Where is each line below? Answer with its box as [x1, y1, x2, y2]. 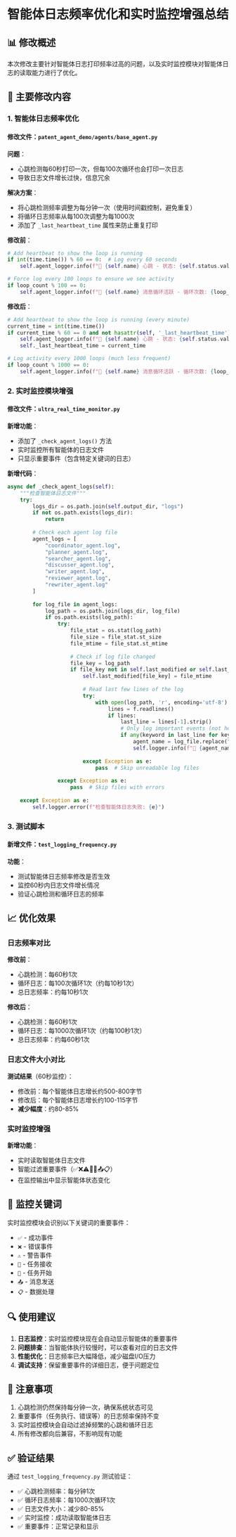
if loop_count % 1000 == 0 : [7, 361, 90, 369]
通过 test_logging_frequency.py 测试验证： [7, 1472, 133, 1481]
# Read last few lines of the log [82, 686, 184, 693]
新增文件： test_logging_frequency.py [7, 840, 117, 849]
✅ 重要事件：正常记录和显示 [17, 1522, 99, 1531]
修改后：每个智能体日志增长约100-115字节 [17, 1095, 138, 1104]
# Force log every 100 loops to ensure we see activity [7, 276, 174, 283]
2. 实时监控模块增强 [7, 386, 74, 396]
